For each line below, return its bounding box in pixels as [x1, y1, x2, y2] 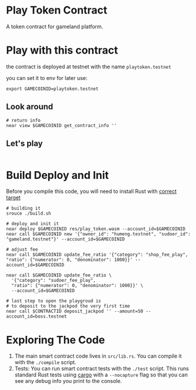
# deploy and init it [6, 221, 59, 227]
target [6, 194, 21, 201]
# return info [6, 117, 41, 124]
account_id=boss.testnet [6, 314, 67, 319]
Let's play [6, 139, 43, 149]
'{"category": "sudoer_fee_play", [11, 278, 96, 284]
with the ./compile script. [14, 359, 77, 366]
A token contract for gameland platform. [6, 23, 104, 30]
